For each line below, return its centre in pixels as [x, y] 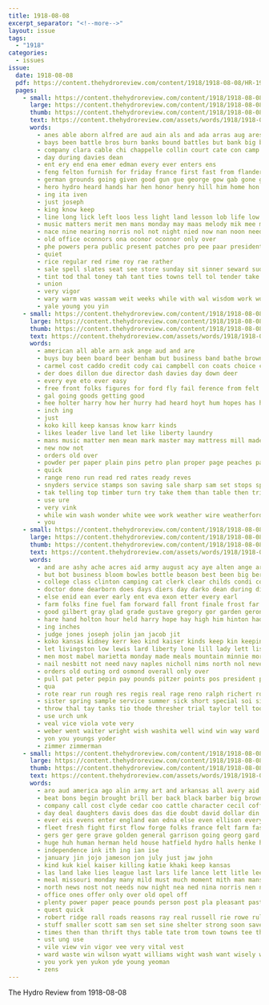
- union [50, 284]
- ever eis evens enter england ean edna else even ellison [139, 821]
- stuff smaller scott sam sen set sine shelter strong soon [141, 925]
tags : [17, 38]
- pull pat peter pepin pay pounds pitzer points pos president [147, 679]
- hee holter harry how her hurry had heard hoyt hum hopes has [147, 403]
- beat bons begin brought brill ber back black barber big [139, 798]
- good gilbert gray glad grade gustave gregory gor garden [139, 611]
